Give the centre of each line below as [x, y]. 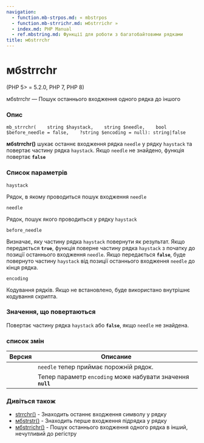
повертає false [26, 157]
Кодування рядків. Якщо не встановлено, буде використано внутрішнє [98, 290]
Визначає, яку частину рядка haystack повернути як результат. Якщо [96, 242]
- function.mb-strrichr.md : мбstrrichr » [65, 23]
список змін [25, 341]
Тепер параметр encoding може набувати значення [113, 377]
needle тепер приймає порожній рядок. [95, 367]
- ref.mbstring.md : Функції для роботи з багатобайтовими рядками [97, 35]
